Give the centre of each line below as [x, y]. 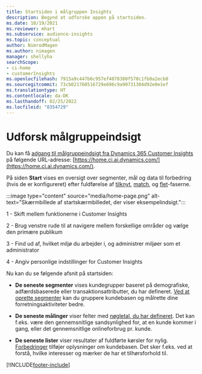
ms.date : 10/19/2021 [32, 23]
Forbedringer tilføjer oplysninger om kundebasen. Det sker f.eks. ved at [104, 347]
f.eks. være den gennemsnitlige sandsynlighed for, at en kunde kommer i [106, 322]
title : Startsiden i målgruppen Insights [59, 12]
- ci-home [19, 68]
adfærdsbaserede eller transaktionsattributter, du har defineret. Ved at [102, 291]
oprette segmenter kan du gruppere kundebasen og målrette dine [96, 298]
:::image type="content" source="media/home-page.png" [78, 196]
